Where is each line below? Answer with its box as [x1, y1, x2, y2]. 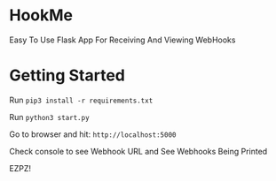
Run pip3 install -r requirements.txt [9, 94, 154, 105]
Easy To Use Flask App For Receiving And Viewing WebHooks [9, 34, 236, 45]
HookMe [9, 5, 74, 26]
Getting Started [9, 65, 126, 86]
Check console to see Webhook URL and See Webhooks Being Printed [9, 146, 268, 156]
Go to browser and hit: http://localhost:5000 [9, 129, 177, 140]
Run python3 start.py [9, 111, 91, 122]
